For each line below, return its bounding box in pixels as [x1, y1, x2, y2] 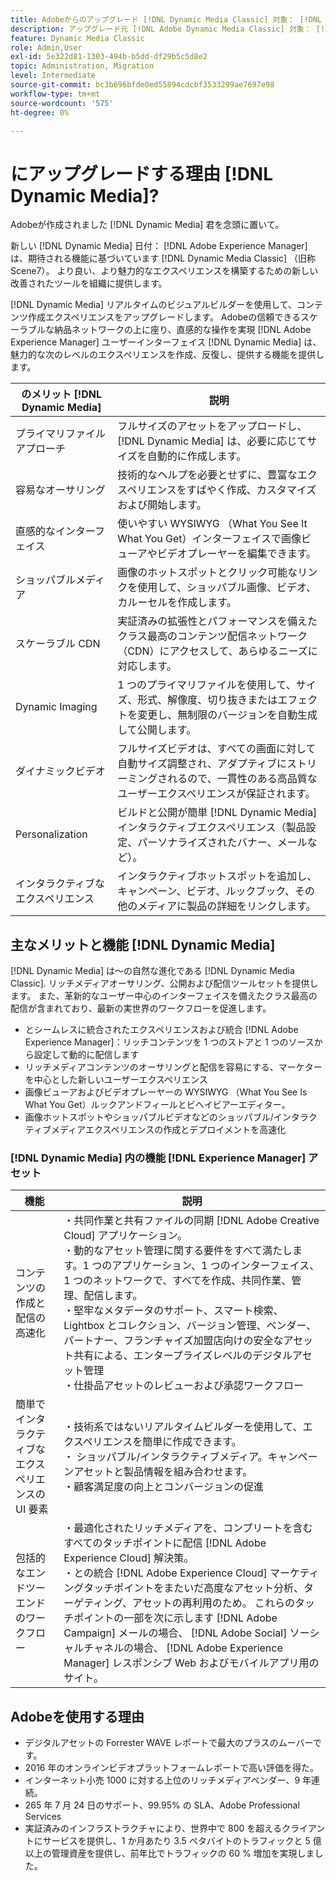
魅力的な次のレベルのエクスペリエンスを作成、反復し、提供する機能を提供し [10, 349, 325, 361]
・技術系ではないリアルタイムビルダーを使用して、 [63, 1420, 303, 1434]
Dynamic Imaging [15, 700, 98, 714]
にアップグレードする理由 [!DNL [10, 162, 274, 185]
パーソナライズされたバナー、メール [137, 836, 308, 850]
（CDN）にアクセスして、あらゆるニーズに [117, 644, 318, 658]
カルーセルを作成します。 [117, 596, 237, 610]
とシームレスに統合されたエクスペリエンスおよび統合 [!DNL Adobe [24, 1024, 299, 1036]
